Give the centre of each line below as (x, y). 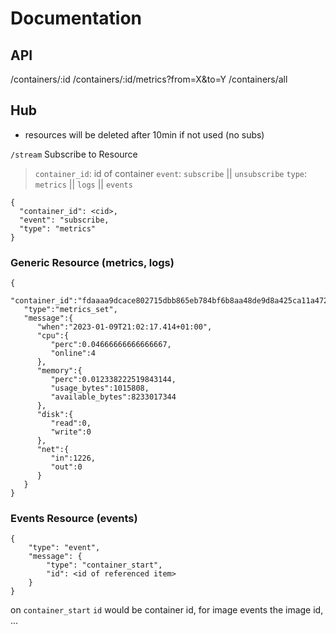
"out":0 (66, 467)
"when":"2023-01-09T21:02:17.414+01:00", (124, 327)
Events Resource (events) (74, 519)
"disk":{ (55, 415)
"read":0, (71, 423)
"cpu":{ (53, 336)
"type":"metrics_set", (70, 310)
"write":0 (71, 432)
